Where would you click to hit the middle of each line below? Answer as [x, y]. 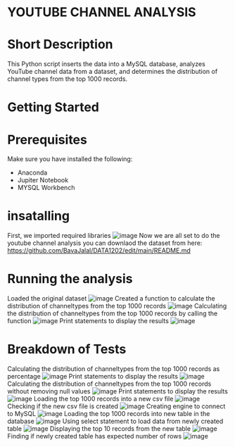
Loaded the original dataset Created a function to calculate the [112, 298]
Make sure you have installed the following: [70, 159]
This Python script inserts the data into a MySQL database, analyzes [106, 64]
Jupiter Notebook [43, 180]
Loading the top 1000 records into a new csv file [104, 399]
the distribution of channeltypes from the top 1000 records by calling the [113, 313]
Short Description [61, 45]
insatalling [39, 216]
